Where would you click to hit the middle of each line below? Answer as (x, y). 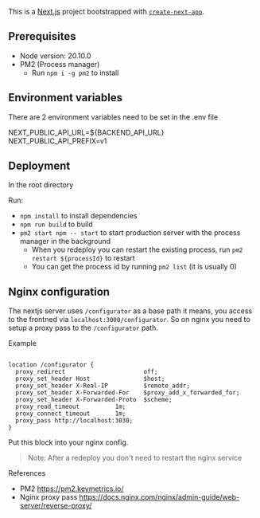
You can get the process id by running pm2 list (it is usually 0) (134, 267)
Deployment (39, 166)
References (27, 473)
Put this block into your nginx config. (68, 442)
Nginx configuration (59, 291)
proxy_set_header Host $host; (90, 379)
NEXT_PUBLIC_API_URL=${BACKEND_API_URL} (86, 132)
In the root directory (41, 185)
